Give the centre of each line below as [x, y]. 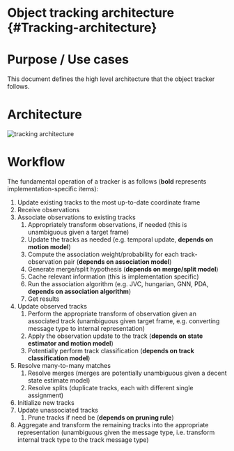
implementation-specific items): [53, 189]
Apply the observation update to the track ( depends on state [115, 336]
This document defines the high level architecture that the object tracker [111, 79]
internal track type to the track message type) [83, 440]
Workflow [36, 162]
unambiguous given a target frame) [78, 232]
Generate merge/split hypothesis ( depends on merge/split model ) [123, 269]
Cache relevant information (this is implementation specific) [113, 276]
